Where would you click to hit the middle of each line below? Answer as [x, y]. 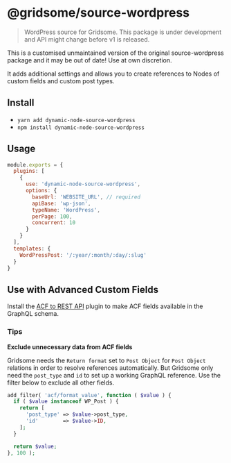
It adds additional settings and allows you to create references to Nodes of [113, 74]
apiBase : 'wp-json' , [62, 203]
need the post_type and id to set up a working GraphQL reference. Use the [114, 375]
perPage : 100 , [52, 217]
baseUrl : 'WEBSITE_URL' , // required [86, 197]
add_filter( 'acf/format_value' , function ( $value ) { [89, 395]
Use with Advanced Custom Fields [83, 289]
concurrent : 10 [54, 223]
